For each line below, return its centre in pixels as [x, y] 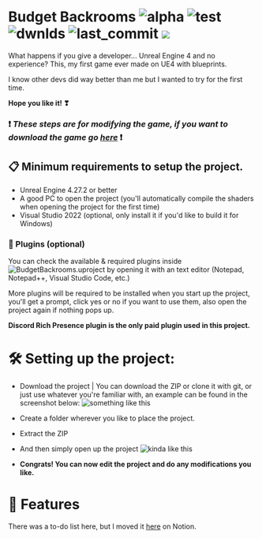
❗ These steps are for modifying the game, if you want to [118, 124]
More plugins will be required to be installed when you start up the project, [129, 293]
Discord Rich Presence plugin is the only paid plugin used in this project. [129, 325]
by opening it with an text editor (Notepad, [175, 269]
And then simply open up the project [79, 449]
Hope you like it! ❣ [39, 103]
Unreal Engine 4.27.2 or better [68, 190]
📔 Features [44, 505]
